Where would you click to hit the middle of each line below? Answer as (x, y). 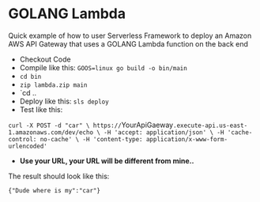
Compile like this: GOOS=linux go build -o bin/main (103, 67)
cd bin (30, 77)
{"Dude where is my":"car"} (55, 190)
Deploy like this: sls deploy (64, 101)
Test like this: (41, 109)
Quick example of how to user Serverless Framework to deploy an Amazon (130, 36)
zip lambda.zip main (53, 85)
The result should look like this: (59, 176)
